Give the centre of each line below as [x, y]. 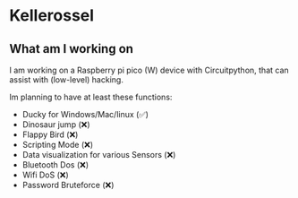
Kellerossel [52, 16]
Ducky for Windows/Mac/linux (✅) [85, 114]
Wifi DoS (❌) [45, 175]
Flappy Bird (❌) [50, 134]
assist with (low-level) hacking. [66, 80]
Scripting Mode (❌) [58, 145]
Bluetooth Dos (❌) [55, 165]
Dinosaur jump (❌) [56, 125]
